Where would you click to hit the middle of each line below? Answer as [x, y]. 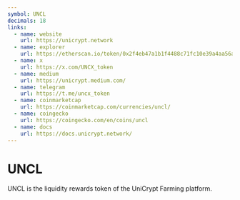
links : [17, 27]
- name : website [38, 34]
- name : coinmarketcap [47, 101]
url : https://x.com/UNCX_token [67, 67]
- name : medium [36, 74]
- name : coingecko [41, 114]
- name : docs [33, 127]
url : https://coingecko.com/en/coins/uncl [84, 120]
